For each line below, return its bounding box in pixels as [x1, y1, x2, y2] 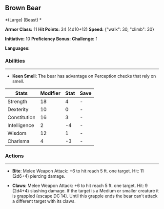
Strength [7, 98, 28, 105]
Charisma [7, 138, 30, 145]
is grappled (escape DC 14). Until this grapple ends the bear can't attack [12, 193, 158, 199]
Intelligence [7, 122, 34, 129]
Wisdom [7, 130, 27, 137]
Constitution [7, 114, 36, 121]
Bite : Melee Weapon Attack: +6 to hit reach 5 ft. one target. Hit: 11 [12, 168, 144, 174]
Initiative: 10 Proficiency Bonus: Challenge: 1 [5, 36, 98, 42]
